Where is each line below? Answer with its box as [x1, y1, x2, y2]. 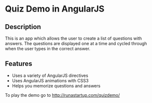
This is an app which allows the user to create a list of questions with [5, 35, 142, 41]
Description [5, 23, 41, 31]
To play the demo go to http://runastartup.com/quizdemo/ [5, 92, 120, 98]
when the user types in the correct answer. [5, 46, 91, 51]
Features [5, 59, 32, 68]
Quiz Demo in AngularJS [5, 3, 105, 15]
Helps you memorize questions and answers [12, 83, 100, 88]
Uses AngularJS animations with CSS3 [12, 77, 89, 83]
